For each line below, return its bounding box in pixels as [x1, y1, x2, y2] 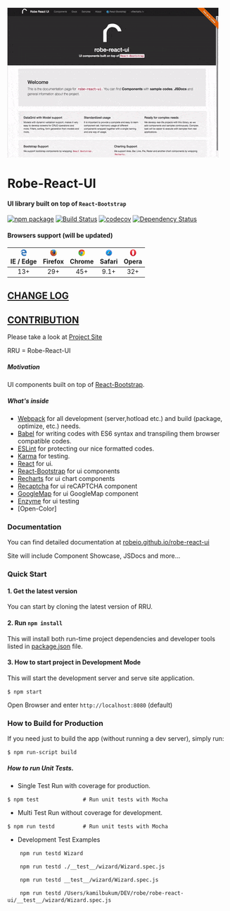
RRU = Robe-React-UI [7, 347, 71, 355]
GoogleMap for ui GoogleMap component [17, 489, 139, 498]
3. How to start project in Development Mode [7, 658, 141, 667]
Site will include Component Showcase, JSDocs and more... [7, 552, 181, 560]
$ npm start [7, 688, 42, 696]
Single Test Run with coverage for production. [17, 782, 151, 790]
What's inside [7, 396, 49, 405]
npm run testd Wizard [20, 850, 83, 857]
